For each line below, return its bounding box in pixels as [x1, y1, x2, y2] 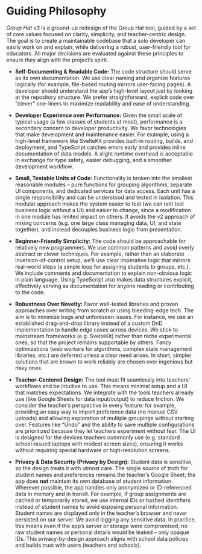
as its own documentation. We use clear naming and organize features [14, 74, 191, 81]
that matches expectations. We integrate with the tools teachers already [14, 389, 194, 396]
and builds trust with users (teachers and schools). [14, 541, 142, 549]
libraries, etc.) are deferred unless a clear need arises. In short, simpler [14, 351, 192, 359]
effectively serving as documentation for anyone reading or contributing [14, 282, 194, 289]
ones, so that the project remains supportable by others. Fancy [14, 339, 172, 346]
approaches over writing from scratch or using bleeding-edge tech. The [14, 306, 194, 314]
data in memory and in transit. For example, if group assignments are [14, 490, 186, 497]
